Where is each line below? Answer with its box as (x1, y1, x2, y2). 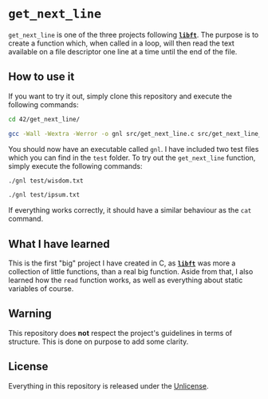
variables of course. (8, 284, 74, 293)
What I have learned (8, 237, 110, 250)
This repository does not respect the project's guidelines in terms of (8, 328, 233, 337)
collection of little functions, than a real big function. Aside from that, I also (8, 267, 254, 277)
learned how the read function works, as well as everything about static (8, 275, 243, 285)
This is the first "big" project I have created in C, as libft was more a (8, 258, 236, 268)
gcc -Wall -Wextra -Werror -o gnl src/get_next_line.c (8, 130, 195, 138)
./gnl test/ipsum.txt (8, 191, 81, 199)
